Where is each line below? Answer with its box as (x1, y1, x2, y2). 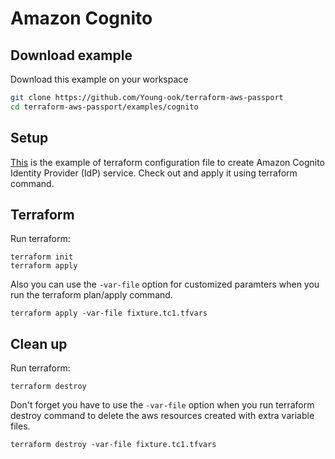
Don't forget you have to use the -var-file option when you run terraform (10, 399, 315, 411)
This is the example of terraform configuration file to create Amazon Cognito (10, 156, 326, 168)
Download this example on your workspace (10, 73, 189, 85)
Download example (10, 47, 133, 64)
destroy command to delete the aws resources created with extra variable (10, 410, 315, 422)
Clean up (10, 335, 68, 352)
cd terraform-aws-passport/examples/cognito (10, 102, 199, 112)
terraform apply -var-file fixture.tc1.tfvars (10, 308, 208, 319)
